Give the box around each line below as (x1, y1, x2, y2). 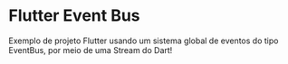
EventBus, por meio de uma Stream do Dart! (8, 44, 173, 55)
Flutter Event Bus (8, 5, 141, 26)
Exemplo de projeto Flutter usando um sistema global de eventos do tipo (8, 35, 279, 46)
